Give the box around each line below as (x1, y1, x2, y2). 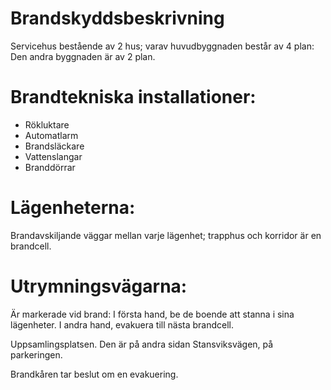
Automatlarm (24, 129, 79, 141)
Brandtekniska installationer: (10, 86, 257, 109)
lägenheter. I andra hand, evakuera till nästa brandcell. (10, 318, 235, 331)
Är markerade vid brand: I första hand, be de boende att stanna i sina (10, 308, 295, 320)
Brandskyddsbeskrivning (10, 7, 225, 30)
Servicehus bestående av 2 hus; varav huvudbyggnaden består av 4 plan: (10, 40, 315, 52)
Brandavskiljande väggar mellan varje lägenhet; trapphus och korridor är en (10, 229, 322, 241)
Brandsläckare (24, 140, 85, 152)
